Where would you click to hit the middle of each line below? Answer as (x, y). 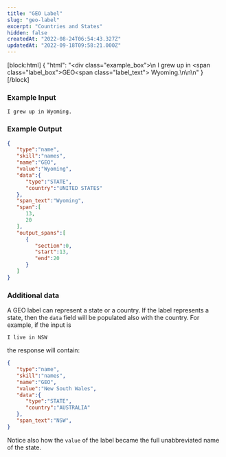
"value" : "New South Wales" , (56, 389)
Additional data (33, 295)
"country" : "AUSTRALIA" (58, 408)
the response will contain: (44, 350)
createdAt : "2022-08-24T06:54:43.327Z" (64, 39)
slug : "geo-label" (33, 20)
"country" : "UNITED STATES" (64, 188)
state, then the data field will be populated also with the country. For (103, 318)
